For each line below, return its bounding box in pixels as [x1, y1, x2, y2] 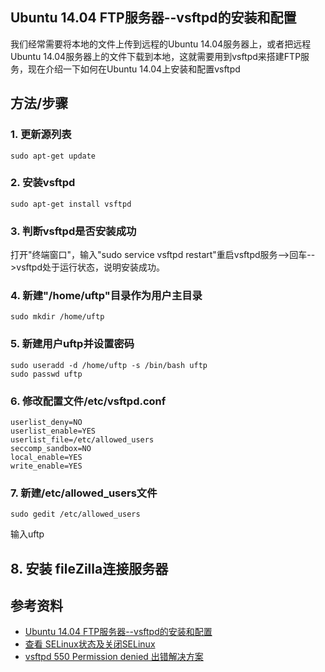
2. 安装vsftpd [10, 176, 76, 190]
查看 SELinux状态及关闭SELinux [24, 638, 156, 650]
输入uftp [10, 528, 45, 540]
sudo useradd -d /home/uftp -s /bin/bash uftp [10, 360, 208, 370]
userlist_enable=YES [10, 426, 97, 436]
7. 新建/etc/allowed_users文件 [10, 486, 158, 500]
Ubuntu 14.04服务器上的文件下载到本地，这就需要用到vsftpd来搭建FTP [10, 50, 302, 62]
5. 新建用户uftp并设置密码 [10, 337, 135, 351]
